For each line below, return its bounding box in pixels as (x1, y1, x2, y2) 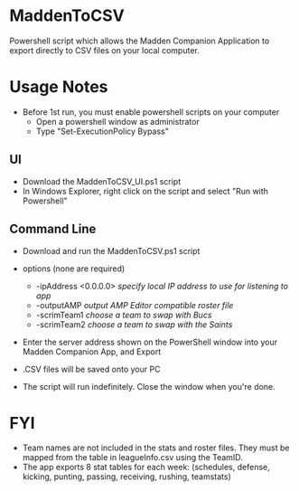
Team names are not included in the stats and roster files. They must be (22, 442, 290, 453)
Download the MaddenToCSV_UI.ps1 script (22, 175, 182, 186)
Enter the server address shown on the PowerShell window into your (22, 336, 278, 347)
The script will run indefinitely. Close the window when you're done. (22, 381, 276, 392)
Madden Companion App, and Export (22, 345, 162, 357)
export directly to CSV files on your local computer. (9, 44, 201, 55)
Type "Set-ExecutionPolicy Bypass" (35, 126, 169, 137)
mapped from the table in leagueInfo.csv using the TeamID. (22, 452, 244, 463)
